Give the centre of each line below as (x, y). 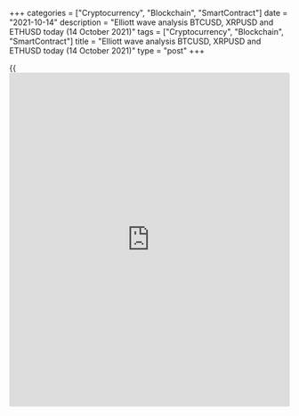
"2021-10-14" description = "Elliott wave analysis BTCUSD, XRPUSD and (141, 22)
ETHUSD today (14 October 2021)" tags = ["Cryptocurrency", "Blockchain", (147, 32)
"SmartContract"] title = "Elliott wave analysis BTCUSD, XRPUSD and (135, 41)
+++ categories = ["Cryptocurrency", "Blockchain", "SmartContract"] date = (149, 13)
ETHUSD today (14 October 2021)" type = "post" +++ (107, 51)
